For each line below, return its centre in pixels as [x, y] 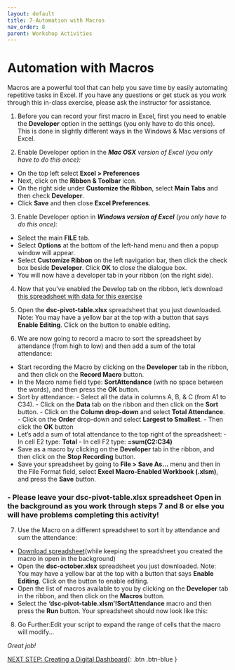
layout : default [31, 14]
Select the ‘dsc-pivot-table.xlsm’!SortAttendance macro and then [114, 604]
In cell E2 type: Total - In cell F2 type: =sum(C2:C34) [95, 442]
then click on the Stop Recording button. [76, 457]
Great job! [22, 646]
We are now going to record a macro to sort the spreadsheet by [109, 339]
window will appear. [46, 253]
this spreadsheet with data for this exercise [80, 297]
